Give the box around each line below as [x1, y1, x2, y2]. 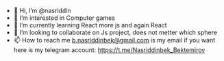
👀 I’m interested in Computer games [13, 14, 115, 22]
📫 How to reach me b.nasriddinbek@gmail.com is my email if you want [13, 36, 216, 44]
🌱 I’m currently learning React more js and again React [13, 21, 167, 29]
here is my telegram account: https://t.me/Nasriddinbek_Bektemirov [13, 46, 206, 54]
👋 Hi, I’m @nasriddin [13, 7, 71, 14]
